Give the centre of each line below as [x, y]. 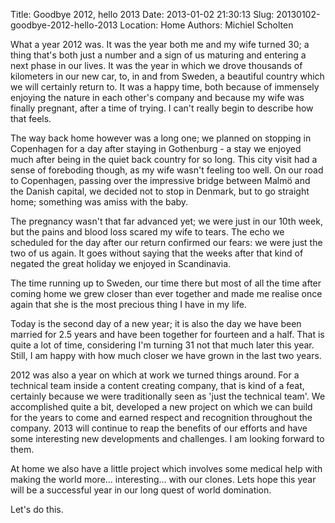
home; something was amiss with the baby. [99, 202]
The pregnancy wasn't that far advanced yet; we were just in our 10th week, [166, 221]
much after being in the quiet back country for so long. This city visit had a [164, 159]
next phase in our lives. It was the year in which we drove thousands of [156, 65]
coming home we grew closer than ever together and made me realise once [166, 293]
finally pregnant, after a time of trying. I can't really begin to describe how [162, 108]
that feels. [31, 118]
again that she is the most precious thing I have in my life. [128, 304]
